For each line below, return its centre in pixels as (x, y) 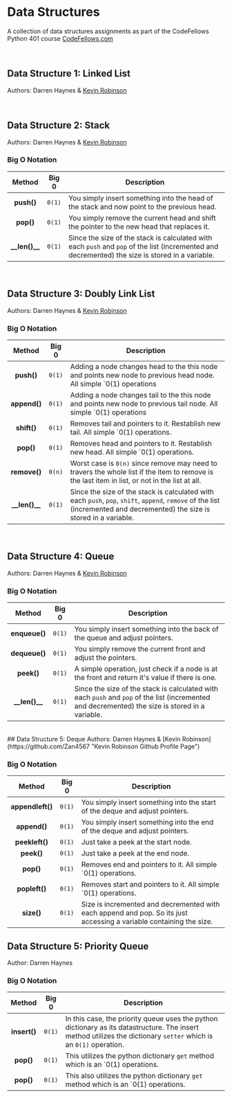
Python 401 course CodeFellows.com (60, 38)
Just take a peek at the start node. (136, 842)
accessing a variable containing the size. (147, 922)
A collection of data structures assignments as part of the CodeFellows (108, 31)
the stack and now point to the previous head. (142, 207)
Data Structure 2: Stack (59, 125)
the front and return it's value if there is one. (145, 678)
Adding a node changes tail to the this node (141, 395)
